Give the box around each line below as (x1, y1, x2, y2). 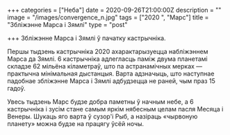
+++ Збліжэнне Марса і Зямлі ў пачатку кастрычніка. (7, 34, 166, 42)
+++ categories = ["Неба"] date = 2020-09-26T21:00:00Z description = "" (7, 6, 222, 14)
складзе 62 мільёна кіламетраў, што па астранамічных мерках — (7, 62, 203, 70)
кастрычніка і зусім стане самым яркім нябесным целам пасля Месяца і (7, 105, 224, 113)
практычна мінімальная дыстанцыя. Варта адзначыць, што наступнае (7, 69, 215, 78)
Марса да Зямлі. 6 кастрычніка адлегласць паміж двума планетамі (7, 55, 208, 63)
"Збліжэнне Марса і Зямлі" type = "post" (7, 21, 128, 28)
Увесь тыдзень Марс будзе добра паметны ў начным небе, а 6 (7, 98, 194, 106)
